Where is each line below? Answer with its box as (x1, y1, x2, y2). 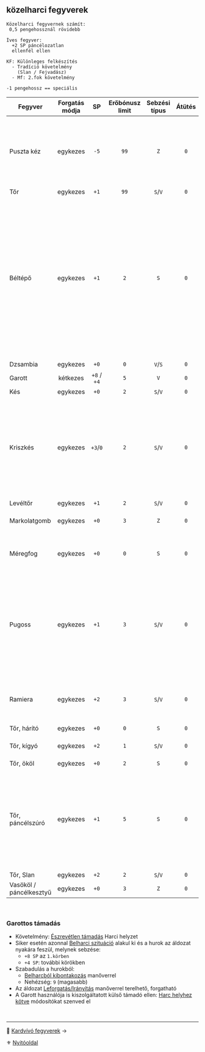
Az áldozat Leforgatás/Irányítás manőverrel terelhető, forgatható (15, 985, 177, 992)
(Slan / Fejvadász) (17, 69, 67, 75)
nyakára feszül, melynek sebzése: (15, 946, 101, 953)
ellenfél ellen (12, 48, 51, 54)
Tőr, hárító (9, 724, 39, 732)
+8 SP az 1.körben (24, 952, 70, 960)
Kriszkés (9, 443, 35, 451)
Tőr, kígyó (9, 741, 38, 750)
